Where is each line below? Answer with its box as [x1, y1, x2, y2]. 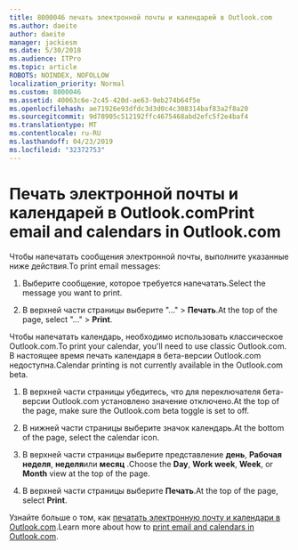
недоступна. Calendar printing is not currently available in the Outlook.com [9, 360, 283, 370]
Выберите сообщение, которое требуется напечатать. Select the [21, 278, 266, 288]
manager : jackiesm [9, 37, 77, 47]
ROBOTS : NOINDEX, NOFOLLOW [9, 71, 109, 80]
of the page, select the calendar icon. [21, 432, 160, 442]
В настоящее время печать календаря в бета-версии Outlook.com [9, 350, 262, 360]
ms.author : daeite [9, 21, 77, 30]
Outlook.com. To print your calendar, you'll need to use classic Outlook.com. [9, 340, 287, 352]
